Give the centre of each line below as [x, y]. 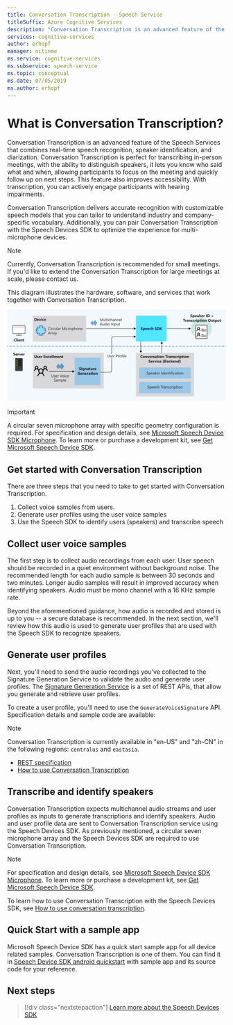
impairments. [26, 194]
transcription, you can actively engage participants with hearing [98, 187]
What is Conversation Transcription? [115, 123]
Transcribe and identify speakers [80, 792]
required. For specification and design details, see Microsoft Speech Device [115, 433]
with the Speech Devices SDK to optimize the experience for [94, 230]
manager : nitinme [32, 51]
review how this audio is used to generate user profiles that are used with [112, 626]
